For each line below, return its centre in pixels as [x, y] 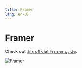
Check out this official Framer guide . [41, 51]
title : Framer [19, 9]
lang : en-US [17, 14]
